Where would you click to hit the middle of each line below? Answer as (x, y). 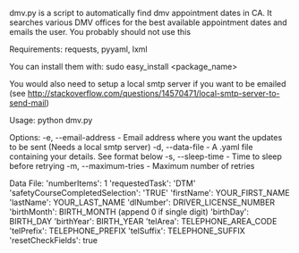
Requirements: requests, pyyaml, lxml (78, 49)
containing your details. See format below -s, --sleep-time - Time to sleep (145, 156)
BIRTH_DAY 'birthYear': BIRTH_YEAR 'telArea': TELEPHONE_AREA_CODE (143, 221)
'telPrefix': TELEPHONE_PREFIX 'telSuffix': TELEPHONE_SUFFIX (128, 231)
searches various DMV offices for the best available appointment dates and (149, 22)
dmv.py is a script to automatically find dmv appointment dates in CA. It (141, 13)
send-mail (28, 103)
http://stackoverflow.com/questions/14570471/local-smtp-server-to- (154, 93)
